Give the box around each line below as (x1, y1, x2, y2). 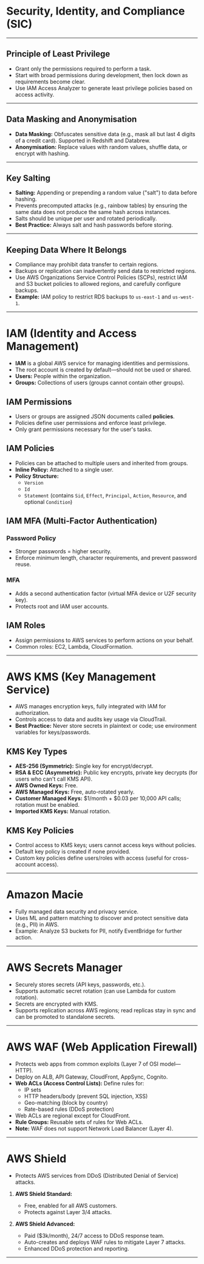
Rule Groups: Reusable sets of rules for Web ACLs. (15, 1118, 144, 1125)
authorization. (15, 710, 50, 717)
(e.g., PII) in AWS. (15, 921, 59, 928)
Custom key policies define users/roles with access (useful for (15, 854, 172, 862)
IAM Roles (6, 620, 46, 630)
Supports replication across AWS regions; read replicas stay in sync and (15, 1006, 196, 1014)
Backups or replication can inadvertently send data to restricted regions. (15, 268, 197, 275)
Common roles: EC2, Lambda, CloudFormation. (15, 643, 134, 650)
